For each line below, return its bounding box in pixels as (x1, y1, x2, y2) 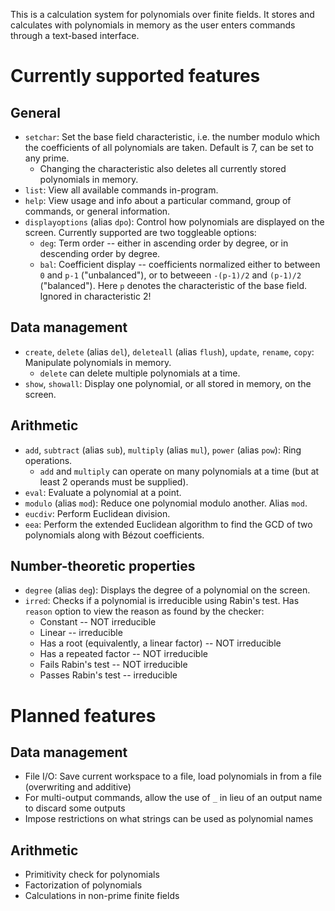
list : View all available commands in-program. (24, 184, 219, 196)
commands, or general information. (24, 205, 171, 217)
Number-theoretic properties (10, 558, 196, 575)
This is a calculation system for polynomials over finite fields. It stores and (10, 9, 315, 20)
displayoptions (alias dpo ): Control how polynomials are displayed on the (24, 216, 325, 228)
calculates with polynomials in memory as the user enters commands (10, 19, 296, 31)
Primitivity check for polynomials (24, 869, 160, 881)
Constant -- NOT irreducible (39, 616, 157, 628)
